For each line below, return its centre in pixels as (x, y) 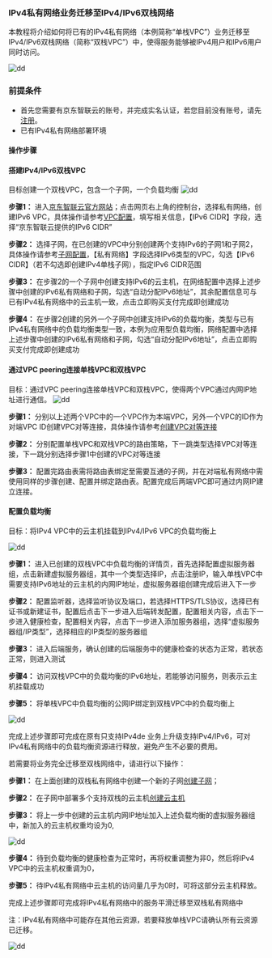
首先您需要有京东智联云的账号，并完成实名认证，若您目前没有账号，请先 (140, 110)
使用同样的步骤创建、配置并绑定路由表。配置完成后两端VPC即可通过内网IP (132, 481)
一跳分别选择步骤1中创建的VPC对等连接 (95, 454)
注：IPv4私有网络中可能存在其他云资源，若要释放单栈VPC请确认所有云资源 (133, 919)
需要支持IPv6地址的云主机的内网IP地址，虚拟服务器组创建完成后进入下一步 (132, 583)
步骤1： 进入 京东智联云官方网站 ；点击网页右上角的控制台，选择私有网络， (132, 207)
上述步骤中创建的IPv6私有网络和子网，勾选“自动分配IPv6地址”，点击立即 (129, 339)
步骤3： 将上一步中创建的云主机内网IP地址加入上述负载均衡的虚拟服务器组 (132, 815)
